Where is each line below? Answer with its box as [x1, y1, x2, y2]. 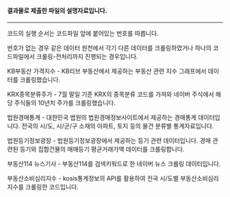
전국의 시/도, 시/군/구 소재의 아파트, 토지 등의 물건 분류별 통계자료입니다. [21, 122, 214, 130]
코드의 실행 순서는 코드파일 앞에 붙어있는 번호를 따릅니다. [7, 30, 159, 38]
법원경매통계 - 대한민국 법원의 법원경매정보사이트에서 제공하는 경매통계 [7, 113, 197, 121]
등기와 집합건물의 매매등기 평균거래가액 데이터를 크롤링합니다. [19, 145, 185, 154]
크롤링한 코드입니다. [25, 183, 79, 192]
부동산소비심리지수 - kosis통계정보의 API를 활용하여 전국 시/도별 [7, 174, 179, 183]
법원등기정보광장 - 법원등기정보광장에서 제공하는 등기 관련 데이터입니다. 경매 [7, 137, 211, 145]
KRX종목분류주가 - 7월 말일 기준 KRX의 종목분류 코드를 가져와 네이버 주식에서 [7, 90, 214, 99]
